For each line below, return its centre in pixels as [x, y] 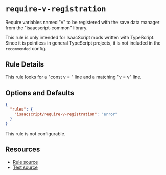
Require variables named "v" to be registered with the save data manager [82, 22]
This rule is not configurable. [35, 133]
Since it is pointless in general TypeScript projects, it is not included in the [83, 43]
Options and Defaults [40, 93]
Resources [23, 150]
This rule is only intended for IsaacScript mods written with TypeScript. [80, 37]
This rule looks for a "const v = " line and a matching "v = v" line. [74, 77]
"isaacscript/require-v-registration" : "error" [66, 114]
